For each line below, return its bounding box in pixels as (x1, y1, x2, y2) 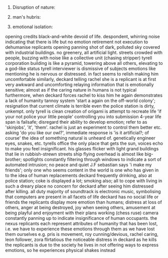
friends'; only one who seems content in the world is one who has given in (5, 167, 159, 173)
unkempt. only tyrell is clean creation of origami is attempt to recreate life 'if (5, 108, 162, 114)
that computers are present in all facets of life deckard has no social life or (5, 194, 159, 200)
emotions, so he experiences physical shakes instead (5, 247, 116, 253)
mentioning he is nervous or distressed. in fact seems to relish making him (5, 71, 159, 77)
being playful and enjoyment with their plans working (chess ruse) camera (5, 210, 159, 216)
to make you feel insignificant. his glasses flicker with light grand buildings (5, 146, 159, 151)
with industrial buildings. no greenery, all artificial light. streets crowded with (5, 50, 163, 55)
